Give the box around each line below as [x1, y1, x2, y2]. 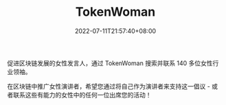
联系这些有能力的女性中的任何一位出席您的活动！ [12, 91, 152, 99]
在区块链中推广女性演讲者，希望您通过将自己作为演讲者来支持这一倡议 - [7, 82, 211, 90]
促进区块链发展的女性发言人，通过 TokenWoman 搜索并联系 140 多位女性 [7, 59, 213, 67]
